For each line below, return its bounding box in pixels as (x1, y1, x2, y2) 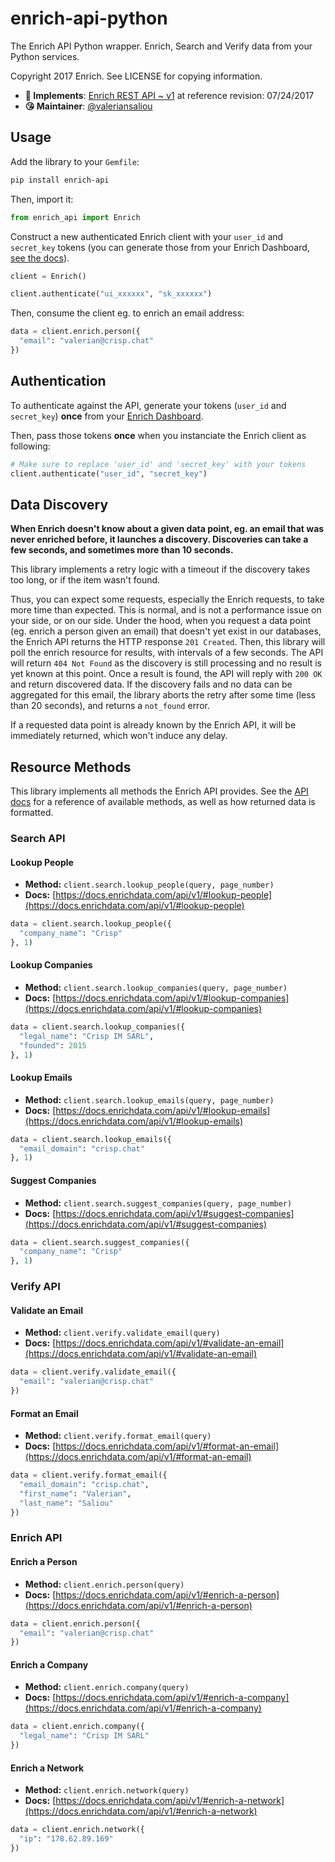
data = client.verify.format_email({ (10, 1470, 168, 1481)
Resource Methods (10, 758, 132, 776)
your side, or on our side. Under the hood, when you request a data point (10, 615, 312, 627)
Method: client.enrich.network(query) (24, 1784, 190, 1796)
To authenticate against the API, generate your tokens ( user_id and (10, 399, 287, 411)
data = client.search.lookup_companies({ (10, 1022, 186, 1032)
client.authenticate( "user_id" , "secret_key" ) (10, 468, 208, 479)
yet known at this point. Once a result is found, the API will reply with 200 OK (10, 668, 323, 680)
